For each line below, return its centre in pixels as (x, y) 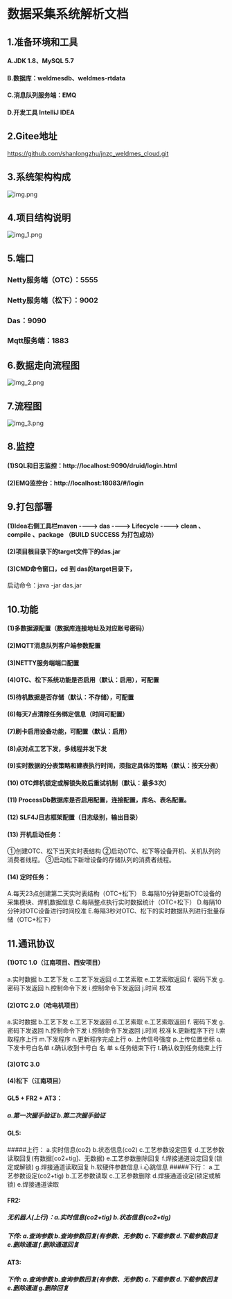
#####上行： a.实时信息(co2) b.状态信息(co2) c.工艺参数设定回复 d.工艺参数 (116, 1149)
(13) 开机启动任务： (35, 834)
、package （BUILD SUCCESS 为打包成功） (95, 534)
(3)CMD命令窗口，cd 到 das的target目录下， (72, 569)
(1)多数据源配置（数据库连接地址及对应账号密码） (78, 628)
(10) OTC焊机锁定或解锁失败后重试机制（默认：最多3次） (89, 783)
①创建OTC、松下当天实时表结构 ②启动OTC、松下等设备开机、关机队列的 (114, 851)
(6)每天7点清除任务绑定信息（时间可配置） (68, 714)
